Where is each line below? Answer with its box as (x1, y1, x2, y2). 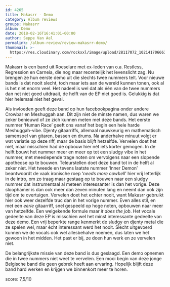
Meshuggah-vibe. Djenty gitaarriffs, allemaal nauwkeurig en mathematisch (5, 127, 161, 133)
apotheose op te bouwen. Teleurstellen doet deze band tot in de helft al (5, 159, 154, 166)
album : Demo (5, 26, 30, 31)
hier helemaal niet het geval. (5, 96, 64, 102)
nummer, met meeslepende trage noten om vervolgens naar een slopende (5, 154, 160, 160)
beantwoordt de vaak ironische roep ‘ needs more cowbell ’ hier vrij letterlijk (5, 170, 161, 176)
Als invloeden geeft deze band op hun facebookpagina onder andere (5, 106, 149, 112)
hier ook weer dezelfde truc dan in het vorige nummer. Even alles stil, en (5, 197, 156, 203)
